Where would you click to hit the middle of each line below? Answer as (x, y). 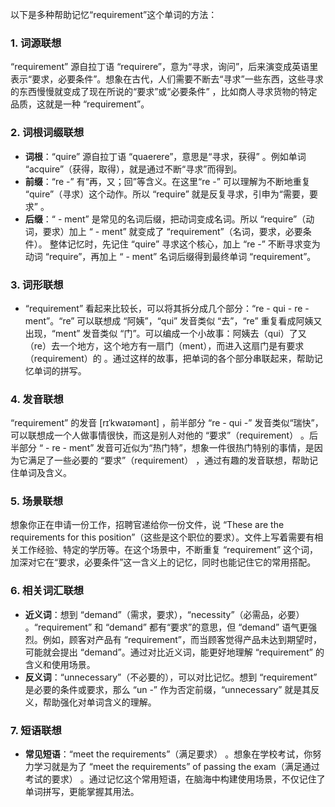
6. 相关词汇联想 (47, 591)
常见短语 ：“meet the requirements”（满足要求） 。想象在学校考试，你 (168, 754)
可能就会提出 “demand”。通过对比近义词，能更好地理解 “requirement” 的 (174, 652)
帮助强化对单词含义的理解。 (99, 702)
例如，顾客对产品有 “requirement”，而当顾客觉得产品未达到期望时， (182, 639)
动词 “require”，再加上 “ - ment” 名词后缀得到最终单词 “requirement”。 (170, 256)
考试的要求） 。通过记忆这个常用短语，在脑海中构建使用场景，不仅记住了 (175, 779)
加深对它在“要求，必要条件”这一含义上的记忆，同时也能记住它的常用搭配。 (163, 562)
